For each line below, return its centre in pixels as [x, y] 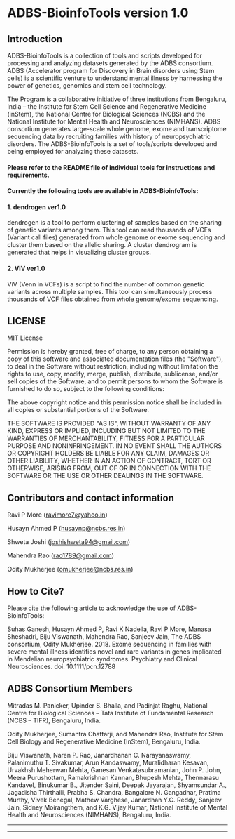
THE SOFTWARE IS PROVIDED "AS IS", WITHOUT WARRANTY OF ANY [109, 423]
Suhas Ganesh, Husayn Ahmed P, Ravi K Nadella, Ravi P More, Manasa [109, 629]
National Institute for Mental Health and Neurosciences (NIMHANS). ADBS [114, 121]
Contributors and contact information [91, 497]
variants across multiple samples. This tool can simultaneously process [110, 291]
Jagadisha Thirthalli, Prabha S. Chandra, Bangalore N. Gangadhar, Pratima [114, 792]
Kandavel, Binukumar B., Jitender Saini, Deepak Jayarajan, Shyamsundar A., [117, 785]
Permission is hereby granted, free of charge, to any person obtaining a [110, 352]
